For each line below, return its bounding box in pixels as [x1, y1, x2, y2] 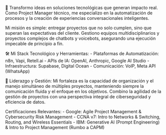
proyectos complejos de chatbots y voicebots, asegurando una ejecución [5, 35, 156, 41]
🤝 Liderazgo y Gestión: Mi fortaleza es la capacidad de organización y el [5, 78, 154, 84]
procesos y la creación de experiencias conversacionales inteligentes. [5, 15, 150, 21]
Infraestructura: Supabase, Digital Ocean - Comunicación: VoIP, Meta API [5, 63, 156, 69]
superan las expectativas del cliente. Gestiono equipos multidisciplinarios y [5, 30, 160, 36]
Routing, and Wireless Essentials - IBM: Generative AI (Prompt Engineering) [5, 119, 160, 125]
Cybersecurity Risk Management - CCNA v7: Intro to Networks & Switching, [5, 114, 161, 120]
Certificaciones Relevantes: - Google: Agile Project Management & [5, 109, 142, 114]
